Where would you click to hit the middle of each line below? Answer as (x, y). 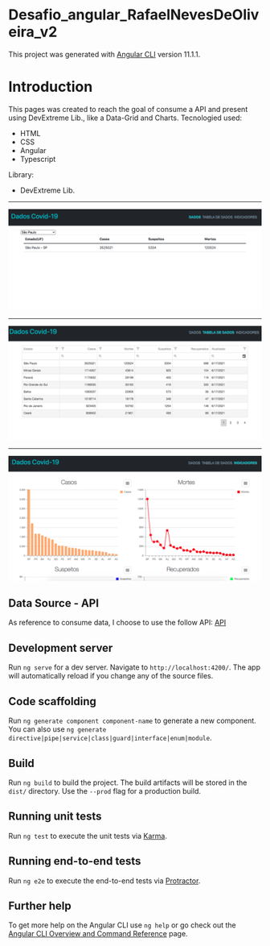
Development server (61, 647)
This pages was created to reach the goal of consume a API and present (128, 109)
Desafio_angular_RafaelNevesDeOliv (134, 15)
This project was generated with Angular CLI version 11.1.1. (104, 54)
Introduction (51, 87)
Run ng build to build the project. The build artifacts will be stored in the (128, 782)
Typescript (38, 159)
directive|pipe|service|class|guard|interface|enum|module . (110, 738)
